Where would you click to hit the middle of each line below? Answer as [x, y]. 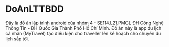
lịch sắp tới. [17, 39]
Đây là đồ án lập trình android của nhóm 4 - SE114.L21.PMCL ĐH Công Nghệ [85, 23]
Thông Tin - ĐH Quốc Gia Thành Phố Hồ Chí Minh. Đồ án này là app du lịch [83, 28]
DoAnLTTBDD [35, 9]
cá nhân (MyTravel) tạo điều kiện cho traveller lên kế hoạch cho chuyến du [83, 33]
